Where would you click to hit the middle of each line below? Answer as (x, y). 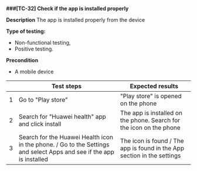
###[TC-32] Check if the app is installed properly (67, 9)
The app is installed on (151, 113)
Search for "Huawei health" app (62, 117)
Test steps (67, 86)
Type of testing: (26, 31)
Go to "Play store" (43, 100)
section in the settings (150, 155)
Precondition (22, 60)
